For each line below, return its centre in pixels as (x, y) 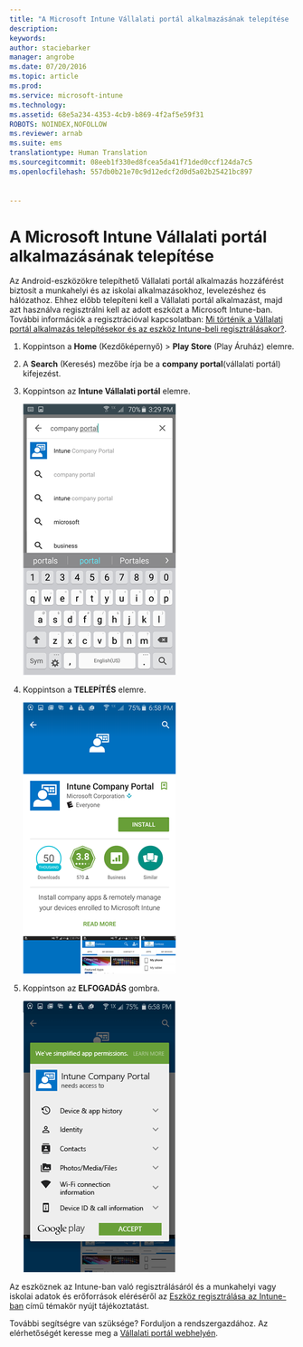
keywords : (28, 38)
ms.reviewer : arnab (46, 134)
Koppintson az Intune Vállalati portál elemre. (106, 391)
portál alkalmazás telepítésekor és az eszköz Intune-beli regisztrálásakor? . (148, 329)
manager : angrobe (42, 57)
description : (34, 28)
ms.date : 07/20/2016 (48, 67)
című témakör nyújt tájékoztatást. (87, 1306)
